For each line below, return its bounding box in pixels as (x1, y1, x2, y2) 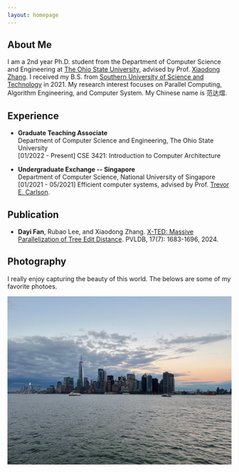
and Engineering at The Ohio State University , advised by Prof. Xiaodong (7, 65, 221, 74)
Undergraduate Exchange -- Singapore (17, 165, 135, 174)
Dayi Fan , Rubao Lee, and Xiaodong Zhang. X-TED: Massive (17, 228, 194, 236)
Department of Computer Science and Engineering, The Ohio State (17, 136, 214, 145)
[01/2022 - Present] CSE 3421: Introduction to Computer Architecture (17, 152, 221, 160)
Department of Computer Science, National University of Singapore (17, 173, 216, 182)
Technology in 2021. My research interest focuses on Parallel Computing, (7, 80, 223, 89)
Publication (7, 209, 59, 221)
